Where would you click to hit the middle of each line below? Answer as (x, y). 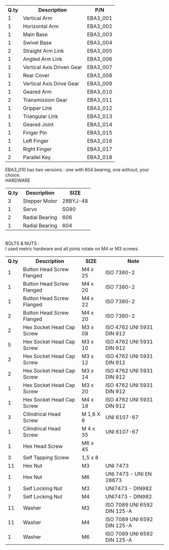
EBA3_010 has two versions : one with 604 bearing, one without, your (77, 170)
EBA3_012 (100, 108)
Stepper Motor (40, 201)
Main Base (35, 35)
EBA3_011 (100, 100)
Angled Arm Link (43, 59)
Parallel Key (37, 157)
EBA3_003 (100, 35)
